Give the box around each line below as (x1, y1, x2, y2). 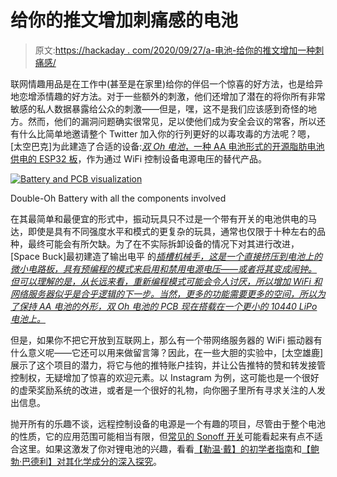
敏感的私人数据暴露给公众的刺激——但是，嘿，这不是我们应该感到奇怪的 (10, 102, 308, 115)
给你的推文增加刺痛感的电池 (10, 9, 239, 32)
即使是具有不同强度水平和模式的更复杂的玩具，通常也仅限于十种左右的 (27, 225, 317, 237)
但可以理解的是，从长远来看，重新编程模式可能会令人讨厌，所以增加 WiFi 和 (10, 275, 323, 287)
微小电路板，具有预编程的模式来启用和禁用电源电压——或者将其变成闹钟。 (10, 262, 318, 275)
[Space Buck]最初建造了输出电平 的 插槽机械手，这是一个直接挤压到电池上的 (10, 250, 323, 262)
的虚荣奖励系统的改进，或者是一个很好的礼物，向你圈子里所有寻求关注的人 (10, 384, 317, 396)
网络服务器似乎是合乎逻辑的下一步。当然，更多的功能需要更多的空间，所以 (10, 287, 317, 300)
